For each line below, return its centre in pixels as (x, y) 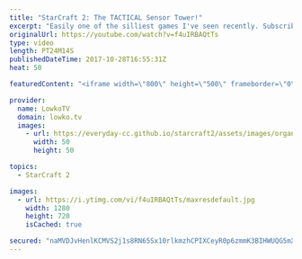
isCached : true (54, 225)
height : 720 (48, 217)
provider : (28, 100)
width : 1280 (48, 208)
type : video (31, 43)
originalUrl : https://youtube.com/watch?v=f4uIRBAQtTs (114, 34)
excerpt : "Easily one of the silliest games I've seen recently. (134, 26)
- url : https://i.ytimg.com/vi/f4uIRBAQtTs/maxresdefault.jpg (136, 200)
